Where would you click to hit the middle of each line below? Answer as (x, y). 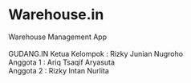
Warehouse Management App (57, 37)
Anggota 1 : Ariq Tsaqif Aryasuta (61, 62)
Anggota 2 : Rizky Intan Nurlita (59, 70)
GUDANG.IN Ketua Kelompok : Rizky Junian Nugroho (95, 53)
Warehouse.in (56, 15)
